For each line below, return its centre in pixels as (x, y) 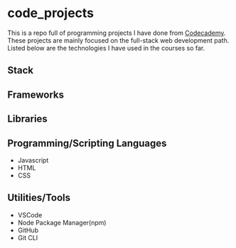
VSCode (30, 215)
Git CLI (28, 237)
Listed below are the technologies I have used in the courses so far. (106, 48)
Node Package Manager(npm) (62, 222)
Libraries (27, 119)
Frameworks (36, 94)
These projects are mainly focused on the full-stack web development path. (118, 40)
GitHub (28, 230)
